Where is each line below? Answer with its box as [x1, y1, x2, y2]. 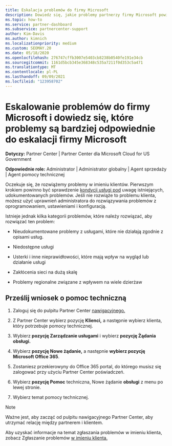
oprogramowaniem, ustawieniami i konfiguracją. [5, 203, 106, 209]
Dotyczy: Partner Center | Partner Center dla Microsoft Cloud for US [5, 151, 150, 157]
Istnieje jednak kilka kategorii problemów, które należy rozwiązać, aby [5, 213, 153, 219]
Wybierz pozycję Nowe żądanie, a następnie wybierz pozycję [12, 348, 145, 354]
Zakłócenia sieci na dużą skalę [12, 269, 78, 275]
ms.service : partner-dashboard [5, 22, 72, 27]
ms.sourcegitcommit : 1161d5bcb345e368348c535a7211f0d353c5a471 [5, 60, 143, 65]
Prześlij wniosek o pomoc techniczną [5, 294, 126, 303]
